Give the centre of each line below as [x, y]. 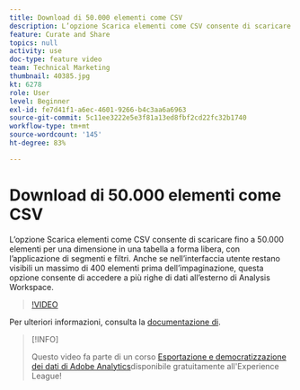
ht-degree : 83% [38, 143]
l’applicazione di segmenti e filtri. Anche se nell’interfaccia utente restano [145, 258]
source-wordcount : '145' [56, 135]
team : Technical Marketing [60, 68]
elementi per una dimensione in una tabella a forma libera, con [125, 249]
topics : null [34, 43]
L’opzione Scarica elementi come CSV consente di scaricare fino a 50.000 [147, 239]
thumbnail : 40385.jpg [50, 76]
